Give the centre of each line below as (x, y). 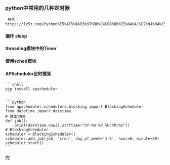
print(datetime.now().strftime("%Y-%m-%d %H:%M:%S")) (72, 126)
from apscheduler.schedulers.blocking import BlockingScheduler (74, 107)
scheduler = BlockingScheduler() (40, 134)
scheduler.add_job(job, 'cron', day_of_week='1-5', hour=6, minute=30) (82, 139)
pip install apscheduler (31, 89)
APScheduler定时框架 (28, 73)
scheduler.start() (25, 143)
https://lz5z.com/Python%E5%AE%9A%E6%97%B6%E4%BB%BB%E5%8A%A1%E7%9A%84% (83, 24)
